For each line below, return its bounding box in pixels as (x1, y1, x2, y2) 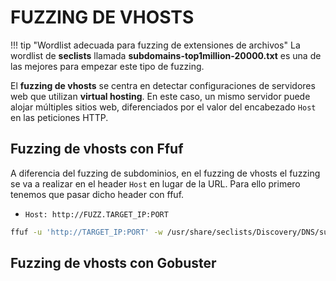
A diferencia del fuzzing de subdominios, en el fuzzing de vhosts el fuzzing (10, 167, 321, 179)
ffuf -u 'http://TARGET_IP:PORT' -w (10, 227, 163, 237)
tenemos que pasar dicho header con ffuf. (10, 188, 185, 200)
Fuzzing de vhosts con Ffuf (10, 141, 184, 158)
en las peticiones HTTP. (10, 111, 109, 123)
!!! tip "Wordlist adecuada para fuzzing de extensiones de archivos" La (10, 39, 301, 51)
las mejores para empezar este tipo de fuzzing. (10, 60, 205, 72)
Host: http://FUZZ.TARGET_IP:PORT (24, 209, 169, 220)
